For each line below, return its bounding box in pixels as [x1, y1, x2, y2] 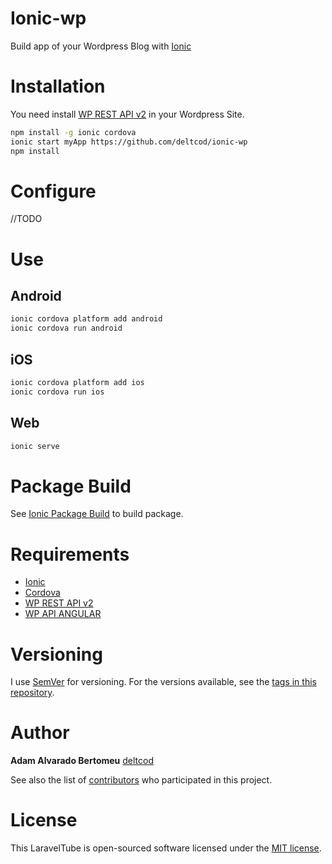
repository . [10, 687, 55, 699]
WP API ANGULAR [24, 608, 102, 620]
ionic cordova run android [10, 323, 123, 334]
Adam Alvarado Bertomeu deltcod [10, 755, 154, 767]
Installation [10, 75, 106, 98]
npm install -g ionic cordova [10, 127, 137, 137]
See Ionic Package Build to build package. [10, 508, 184, 520]
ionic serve [10, 441, 60, 451]
